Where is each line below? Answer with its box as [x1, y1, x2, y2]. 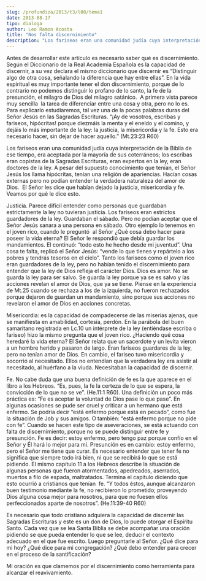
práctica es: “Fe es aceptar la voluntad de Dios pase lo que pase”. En [6, 395, 180, 402]
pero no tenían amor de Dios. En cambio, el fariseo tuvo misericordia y [6, 351, 184, 358]
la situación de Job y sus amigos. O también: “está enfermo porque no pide [6, 415, 197, 422]
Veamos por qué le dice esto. [6, 190, 81, 197]
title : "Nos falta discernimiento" [6, 32, 97, 38]
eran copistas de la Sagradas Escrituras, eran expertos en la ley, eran [6, 158, 182, 164]
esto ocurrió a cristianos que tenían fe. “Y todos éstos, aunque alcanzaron [6, 480, 196, 487]
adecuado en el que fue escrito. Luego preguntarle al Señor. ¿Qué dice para [6, 537, 199, 545]
